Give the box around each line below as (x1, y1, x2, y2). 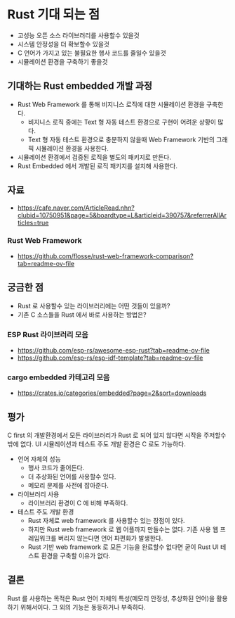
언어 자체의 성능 (17, 455, 61, 463)
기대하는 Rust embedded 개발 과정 (7, 80, 153, 92)
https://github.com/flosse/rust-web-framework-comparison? (17, 251, 194, 260)
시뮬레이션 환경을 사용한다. (35, 144, 109, 152)
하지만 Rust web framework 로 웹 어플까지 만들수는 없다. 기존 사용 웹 (27, 525, 219, 534)
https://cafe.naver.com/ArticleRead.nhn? (17, 203, 135, 212)
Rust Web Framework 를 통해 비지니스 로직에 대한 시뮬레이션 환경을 (17, 100, 205, 108)
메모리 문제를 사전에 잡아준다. (27, 481, 109, 490)
